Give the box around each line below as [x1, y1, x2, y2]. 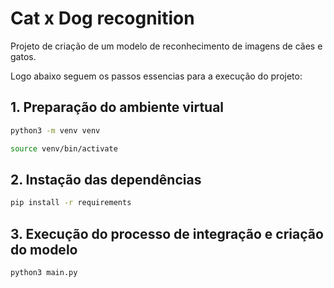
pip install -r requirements [10, 198, 132, 208]
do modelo [10, 241, 78, 258]
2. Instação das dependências [10, 171, 202, 188]
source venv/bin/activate [10, 143, 118, 154]
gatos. [10, 50, 37, 62]
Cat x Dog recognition [10, 7, 195, 30]
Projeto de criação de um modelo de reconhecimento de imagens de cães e [10, 40, 323, 52]
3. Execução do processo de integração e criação [10, 225, 324, 242]
